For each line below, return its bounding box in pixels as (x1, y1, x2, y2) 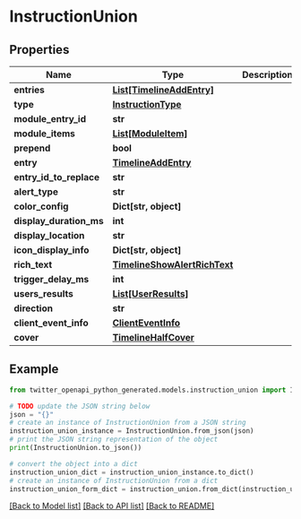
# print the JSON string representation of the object (9, 435, 219, 445)
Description (241, 69, 294, 81)
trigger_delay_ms (13, 273, 90, 285)
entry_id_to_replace (13, 171, 100, 183)
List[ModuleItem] (112, 127, 188, 140)
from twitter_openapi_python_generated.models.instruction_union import (9, 385, 287, 394)
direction (13, 302, 54, 315)
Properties (9, 42, 70, 57)
